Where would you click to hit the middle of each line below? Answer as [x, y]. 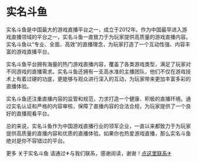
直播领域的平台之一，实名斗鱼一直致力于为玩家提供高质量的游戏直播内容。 [101, 37]
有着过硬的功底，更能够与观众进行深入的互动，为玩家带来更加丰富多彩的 [103, 79]
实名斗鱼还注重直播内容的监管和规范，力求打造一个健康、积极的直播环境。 [96, 98]
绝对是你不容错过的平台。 [37, 140]
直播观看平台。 [34, 113]
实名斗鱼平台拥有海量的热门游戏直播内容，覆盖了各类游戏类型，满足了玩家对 [98, 64]
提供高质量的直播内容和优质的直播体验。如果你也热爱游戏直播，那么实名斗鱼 [98, 133]
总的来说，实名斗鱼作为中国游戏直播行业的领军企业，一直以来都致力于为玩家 [98, 126]
